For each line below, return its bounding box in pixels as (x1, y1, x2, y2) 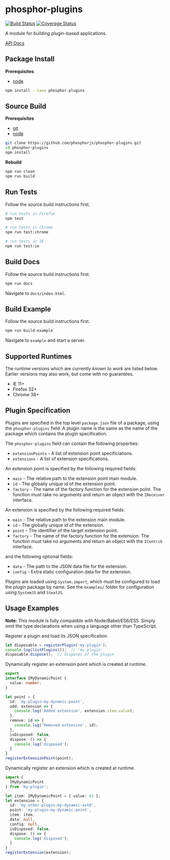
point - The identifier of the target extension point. (12, 527, 118, 533)
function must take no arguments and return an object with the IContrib (12, 538, 163, 544)
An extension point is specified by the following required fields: (5, 465, 137, 471)
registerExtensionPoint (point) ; (5, 756, 73, 761)
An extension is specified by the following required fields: (5, 506, 125, 513)
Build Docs (5, 258, 40, 266)
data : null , (10, 817, 35, 822)
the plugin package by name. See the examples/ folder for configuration (5, 584, 154, 590)
